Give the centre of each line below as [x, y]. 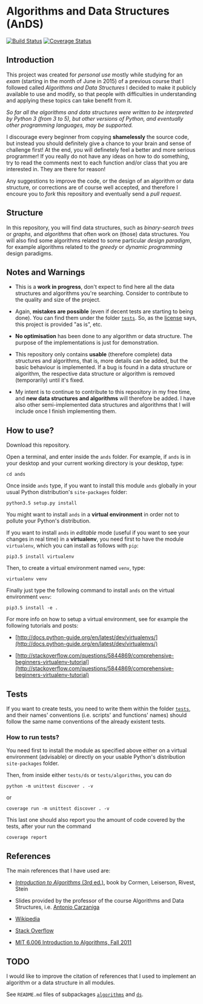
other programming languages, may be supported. [70, 125]
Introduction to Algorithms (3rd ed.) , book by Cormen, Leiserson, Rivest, [105, 883]
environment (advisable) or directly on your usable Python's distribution [96, 757]
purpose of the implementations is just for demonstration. [87, 343]
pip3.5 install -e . [32, 608]
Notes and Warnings [46, 272]
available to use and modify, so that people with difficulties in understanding [101, 94]
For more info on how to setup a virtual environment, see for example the [97, 619]
